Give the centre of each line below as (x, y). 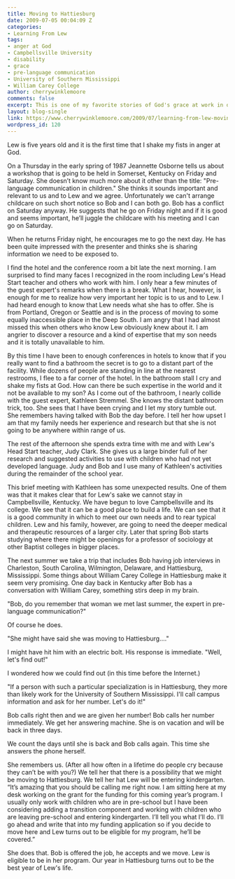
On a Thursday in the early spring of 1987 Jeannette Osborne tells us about (116, 166)
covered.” (21, 839)
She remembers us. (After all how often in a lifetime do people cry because (115, 765)
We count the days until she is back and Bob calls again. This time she (108, 744)
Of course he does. (35, 624)
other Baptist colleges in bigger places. (64, 546)
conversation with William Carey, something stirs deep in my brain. (103, 590)
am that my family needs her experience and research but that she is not (112, 422)
